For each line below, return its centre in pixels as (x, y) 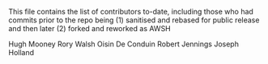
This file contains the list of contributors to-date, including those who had (131, 12)
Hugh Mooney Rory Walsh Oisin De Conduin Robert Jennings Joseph (123, 44)
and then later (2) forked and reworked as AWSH (90, 28)
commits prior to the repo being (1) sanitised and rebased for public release (134, 20)
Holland (21, 52)
